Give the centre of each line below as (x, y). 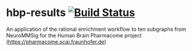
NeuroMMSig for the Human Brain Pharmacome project (74, 35)
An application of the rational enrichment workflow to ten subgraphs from (96, 29)
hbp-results (36, 13)
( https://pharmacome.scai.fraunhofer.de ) (56, 42)
